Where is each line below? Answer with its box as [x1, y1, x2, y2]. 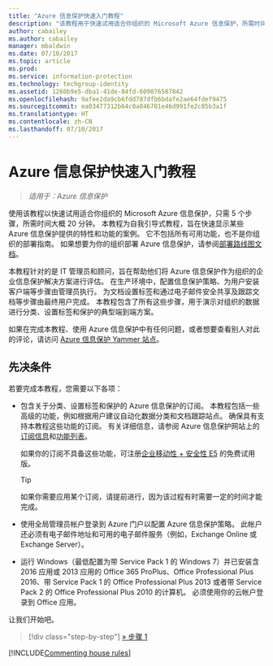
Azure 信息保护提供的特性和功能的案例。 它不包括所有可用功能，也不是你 [8, 228, 253, 238]
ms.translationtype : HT [8, 110, 89, 119]
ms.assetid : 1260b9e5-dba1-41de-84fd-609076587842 [8, 87, 184, 96]
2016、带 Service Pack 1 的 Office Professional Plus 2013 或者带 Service [19, 577, 262, 586]
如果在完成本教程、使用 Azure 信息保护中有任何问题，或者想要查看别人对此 [8, 324, 260, 334]
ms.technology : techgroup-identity [8, 80, 129, 88]
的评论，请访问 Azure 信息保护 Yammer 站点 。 [8, 334, 164, 344]
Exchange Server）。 [19, 539, 89, 549]
